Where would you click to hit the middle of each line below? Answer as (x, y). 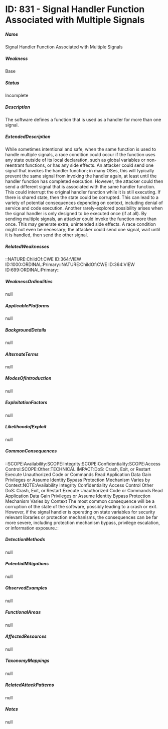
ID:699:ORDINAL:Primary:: (32, 270)
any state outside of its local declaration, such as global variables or (75, 160)
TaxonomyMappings (27, 660)
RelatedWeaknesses (27, 246)
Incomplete (17, 95)
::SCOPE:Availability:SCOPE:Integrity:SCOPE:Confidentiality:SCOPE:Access (83, 463)
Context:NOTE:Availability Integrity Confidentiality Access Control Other (79, 485)
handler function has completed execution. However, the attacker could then (84, 181)
